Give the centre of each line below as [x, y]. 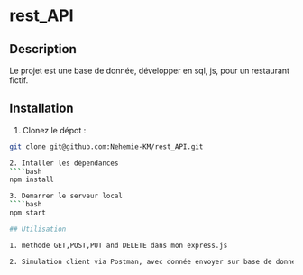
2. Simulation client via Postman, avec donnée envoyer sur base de [141, 261]
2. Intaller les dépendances [64, 163]
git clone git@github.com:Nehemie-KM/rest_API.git [106, 147]
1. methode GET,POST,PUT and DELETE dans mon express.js [119, 245]
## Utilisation [38, 229]
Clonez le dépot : [54, 130]
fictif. [19, 80]
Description [43, 49]
